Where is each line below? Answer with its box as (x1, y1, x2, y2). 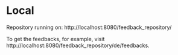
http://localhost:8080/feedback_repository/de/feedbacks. (6, 42, 150, 49)
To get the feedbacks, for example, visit (6, 35, 105, 42)
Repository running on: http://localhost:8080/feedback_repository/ (6, 24, 172, 31)
